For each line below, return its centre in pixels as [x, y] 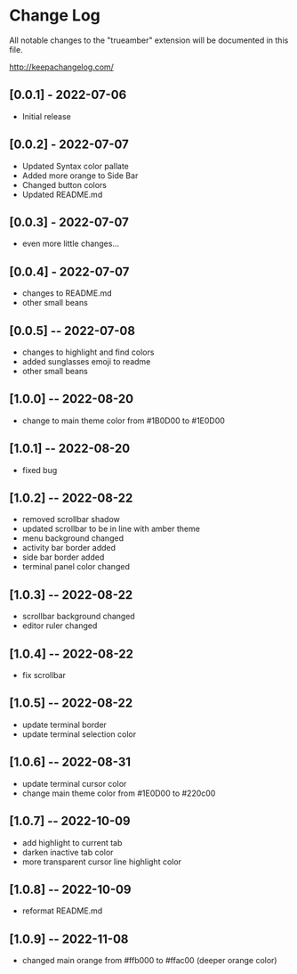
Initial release [46, 116]
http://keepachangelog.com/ [61, 67]
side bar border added [63, 557]
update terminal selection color [79, 734]
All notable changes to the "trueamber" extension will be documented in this [149, 40]
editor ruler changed [60, 626]
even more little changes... [71, 244]
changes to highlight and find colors [88, 352]
